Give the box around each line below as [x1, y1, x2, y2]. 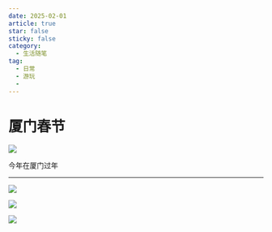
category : [8, 42, 42, 50]
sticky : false [8, 34, 57, 43]
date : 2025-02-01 [8, 11, 67, 20]
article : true [8, 19, 57, 28]
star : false [8, 27, 49, 35]
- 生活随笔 [15, 49, 48, 58]
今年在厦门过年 [8, 161, 58, 170]
